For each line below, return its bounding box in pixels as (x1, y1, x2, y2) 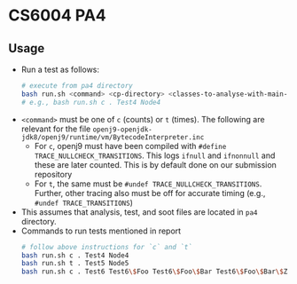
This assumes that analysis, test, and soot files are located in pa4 (20, 206, 258, 217)
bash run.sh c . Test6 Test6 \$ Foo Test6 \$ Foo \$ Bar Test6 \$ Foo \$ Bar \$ (20, 267, 285, 276)
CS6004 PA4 (8, 5, 107, 26)
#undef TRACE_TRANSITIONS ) (34, 197, 134, 208)
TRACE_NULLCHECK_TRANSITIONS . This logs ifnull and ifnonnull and (34, 150, 276, 161)
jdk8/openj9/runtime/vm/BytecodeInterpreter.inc (20, 132, 205, 142)
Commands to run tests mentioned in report (20, 225, 182, 236)
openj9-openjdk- (92, 125, 152, 134)
